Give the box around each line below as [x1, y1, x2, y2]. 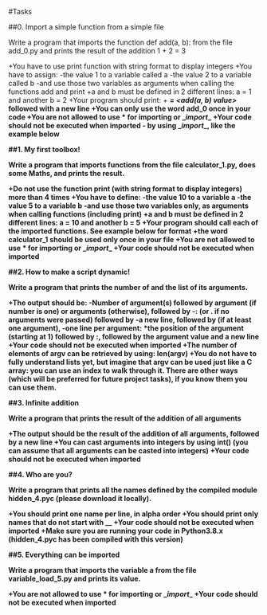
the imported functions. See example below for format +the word [8, 226, 229, 236]
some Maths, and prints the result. [8, 169, 125, 178]
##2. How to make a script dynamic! [8, 267, 131, 276]
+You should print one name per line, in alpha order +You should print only [8, 509, 259, 519]
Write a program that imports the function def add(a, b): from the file [8, 37, 233, 47]
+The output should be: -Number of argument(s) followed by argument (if [8, 298, 257, 307]
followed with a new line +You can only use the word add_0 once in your [8, 104, 251, 113]
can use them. [8, 382, 57, 392]
